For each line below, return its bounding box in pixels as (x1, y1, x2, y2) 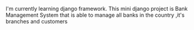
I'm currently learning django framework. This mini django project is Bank (5, 5, 188, 12)
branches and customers (5, 18, 67, 25)
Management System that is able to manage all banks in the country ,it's (5, 11, 185, 19)
